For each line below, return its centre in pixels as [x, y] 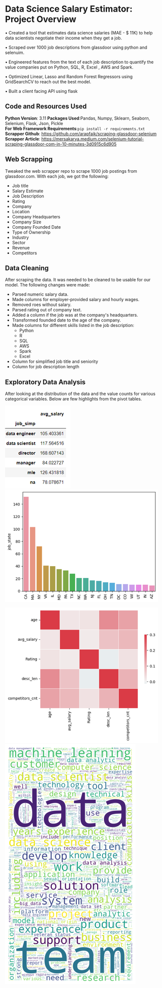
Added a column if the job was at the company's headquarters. [75, 315]
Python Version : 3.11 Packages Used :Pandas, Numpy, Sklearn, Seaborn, [78, 118]
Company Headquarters [36, 216]
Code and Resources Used [46, 106]
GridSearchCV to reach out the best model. [48, 82]
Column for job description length [46, 367]
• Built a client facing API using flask [41, 91]
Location [21, 211]
